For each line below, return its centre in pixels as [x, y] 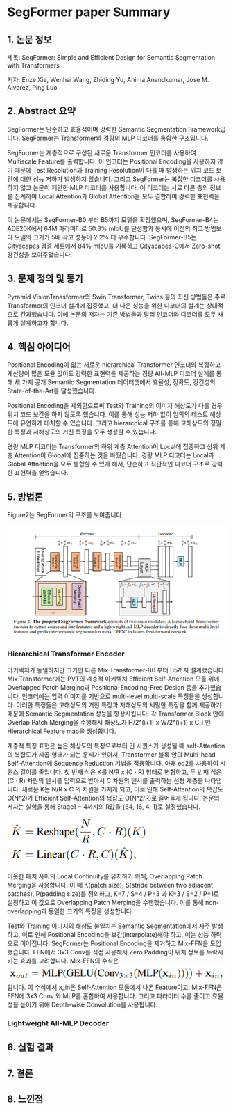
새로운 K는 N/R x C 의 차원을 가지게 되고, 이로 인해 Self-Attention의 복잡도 [123, 789]
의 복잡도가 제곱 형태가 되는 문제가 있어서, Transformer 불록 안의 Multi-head [112, 754]
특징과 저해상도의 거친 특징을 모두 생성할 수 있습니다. [86, 432]
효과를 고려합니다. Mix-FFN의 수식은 [69, 961]
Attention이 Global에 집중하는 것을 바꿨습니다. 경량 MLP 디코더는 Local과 [114, 455]
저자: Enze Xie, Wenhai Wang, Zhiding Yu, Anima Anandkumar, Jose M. [108, 80]
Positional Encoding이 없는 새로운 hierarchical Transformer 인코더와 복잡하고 [114, 365]
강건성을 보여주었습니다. [40, 254]
